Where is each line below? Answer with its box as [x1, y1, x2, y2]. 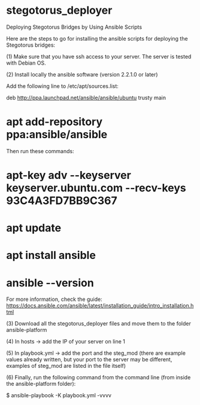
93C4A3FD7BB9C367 [6, 194, 118, 208]
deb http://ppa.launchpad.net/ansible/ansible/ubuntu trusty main [6, 94, 166, 101]
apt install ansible [6, 249, 96, 262]
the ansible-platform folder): [6, 380, 76, 388]
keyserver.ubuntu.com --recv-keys [6, 181, 187, 195]
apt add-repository [6, 115, 103, 129]
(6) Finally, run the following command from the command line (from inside [6, 374, 191, 381]
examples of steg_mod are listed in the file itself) [6, 363, 126, 370]
